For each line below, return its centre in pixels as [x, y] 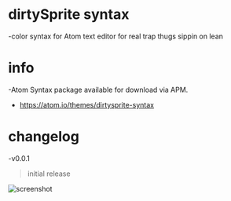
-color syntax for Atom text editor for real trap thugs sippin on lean [116, 36]
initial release [49, 174]
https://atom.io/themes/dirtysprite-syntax [87, 104]
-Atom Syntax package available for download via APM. [98, 90]
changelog [44, 137]
